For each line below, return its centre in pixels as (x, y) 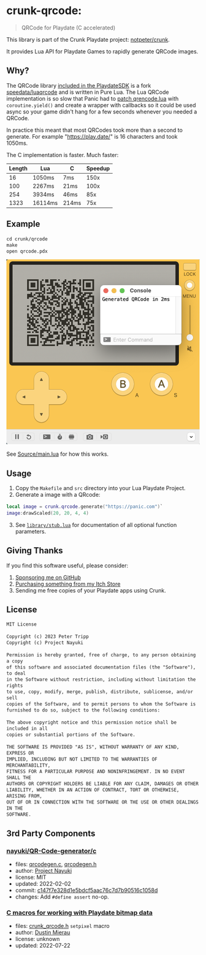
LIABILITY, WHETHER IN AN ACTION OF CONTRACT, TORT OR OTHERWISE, (93, 790)
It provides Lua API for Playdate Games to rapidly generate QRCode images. (102, 51)
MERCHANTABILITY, (29, 765)
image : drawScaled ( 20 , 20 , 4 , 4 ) (48, 513)
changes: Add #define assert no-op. (62, 897)
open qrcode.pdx (27, 251)
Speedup (98, 169)
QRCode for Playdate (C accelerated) (68, 28)
